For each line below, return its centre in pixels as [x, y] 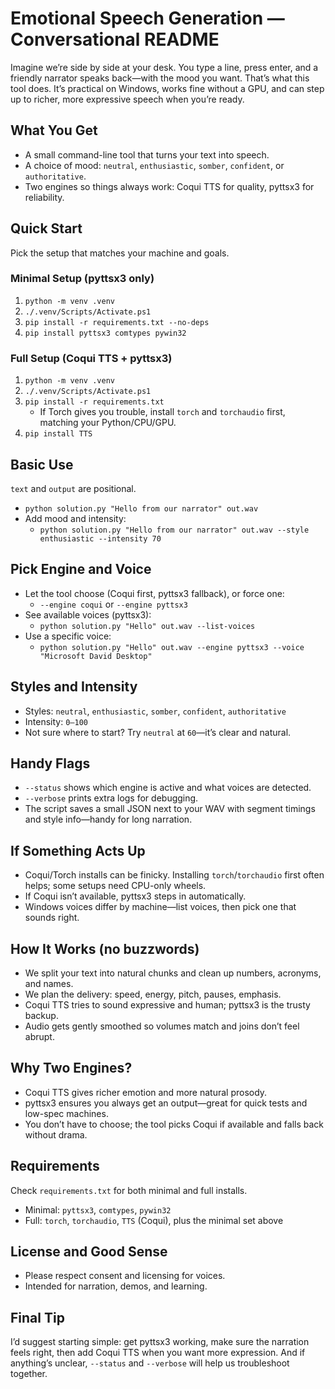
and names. [49, 984]
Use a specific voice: [68, 636]
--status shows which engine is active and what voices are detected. [168, 788]
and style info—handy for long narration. [108, 819]
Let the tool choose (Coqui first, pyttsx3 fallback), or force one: [154, 593]
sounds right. [52, 918]
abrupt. [39, 1037]
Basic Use [42, 464]
